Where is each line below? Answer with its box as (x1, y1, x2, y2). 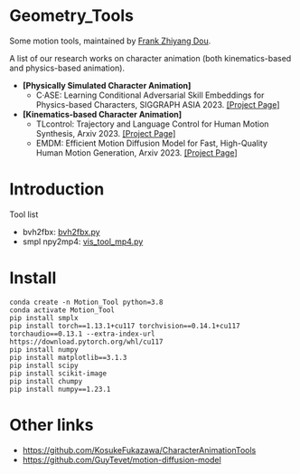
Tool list (9, 209, 39, 220)
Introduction (9, 179, 105, 200)
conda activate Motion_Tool (9, 305, 116, 315)
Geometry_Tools (9, 5, 134, 26)
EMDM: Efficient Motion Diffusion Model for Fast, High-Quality (35, 137, 268, 148)
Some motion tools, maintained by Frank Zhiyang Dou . (9, 35, 211, 46)
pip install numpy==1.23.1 (9, 384, 111, 393)
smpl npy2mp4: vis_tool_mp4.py (22, 236, 144, 247)
